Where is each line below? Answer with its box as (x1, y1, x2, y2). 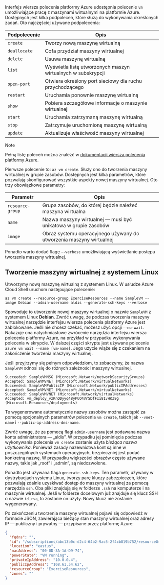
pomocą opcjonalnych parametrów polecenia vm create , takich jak (5, 414, 139, 420)
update (7, 130, 23, 136)
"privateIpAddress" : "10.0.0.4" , (9, 558, 78, 562)
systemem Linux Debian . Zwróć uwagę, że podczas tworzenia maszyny (5, 314, 150, 320)
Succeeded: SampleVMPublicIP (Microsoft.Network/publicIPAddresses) (5, 383, 147, 388)
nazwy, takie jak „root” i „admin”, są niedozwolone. (5, 460, 107, 466)
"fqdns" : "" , (9, 535, 36, 539)
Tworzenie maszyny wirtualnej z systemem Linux (5, 268, 159, 276)
